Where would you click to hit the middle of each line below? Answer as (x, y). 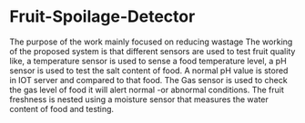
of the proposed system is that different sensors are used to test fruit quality (152, 51)
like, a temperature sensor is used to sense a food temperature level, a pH (148, 61)
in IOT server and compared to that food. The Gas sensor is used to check (149, 80)
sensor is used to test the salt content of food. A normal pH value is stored (149, 71)
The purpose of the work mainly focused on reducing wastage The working (151, 42)
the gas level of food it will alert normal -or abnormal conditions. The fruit (147, 90)
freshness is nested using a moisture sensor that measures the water (139, 99)
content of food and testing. (62, 109)
